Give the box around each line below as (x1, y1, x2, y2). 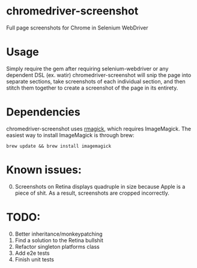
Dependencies (6, 105, 80, 119)
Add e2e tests (14, 249, 50, 257)
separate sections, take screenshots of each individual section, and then (6, 78, 186, 85)
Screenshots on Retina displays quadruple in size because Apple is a (14, 183, 186, 190)
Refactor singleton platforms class (14, 243, 100, 250)
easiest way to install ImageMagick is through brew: (6, 131, 135, 139)
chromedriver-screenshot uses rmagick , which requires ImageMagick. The (6, 125, 191, 132)
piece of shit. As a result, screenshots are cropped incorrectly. (14, 189, 170, 196)
